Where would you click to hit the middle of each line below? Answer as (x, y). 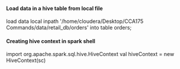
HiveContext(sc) (26, 60)
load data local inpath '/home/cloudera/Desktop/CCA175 (75, 21)
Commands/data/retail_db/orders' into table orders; (69, 28)
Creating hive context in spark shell (51, 41)
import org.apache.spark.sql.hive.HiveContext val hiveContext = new (90, 54)
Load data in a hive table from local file (54, 8)
